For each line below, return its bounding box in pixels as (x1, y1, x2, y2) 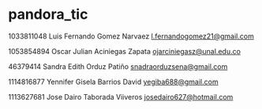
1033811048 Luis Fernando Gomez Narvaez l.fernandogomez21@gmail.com (8, 31, 254, 41)
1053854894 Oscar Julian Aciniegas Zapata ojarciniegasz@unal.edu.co (8, 46, 241, 56)
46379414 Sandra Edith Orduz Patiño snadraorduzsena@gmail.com (8, 61, 228, 71)
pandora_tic (8, 5, 88, 24)
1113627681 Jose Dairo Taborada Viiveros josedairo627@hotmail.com (8, 92, 234, 101)
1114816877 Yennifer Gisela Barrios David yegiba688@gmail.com (8, 77, 219, 86)
